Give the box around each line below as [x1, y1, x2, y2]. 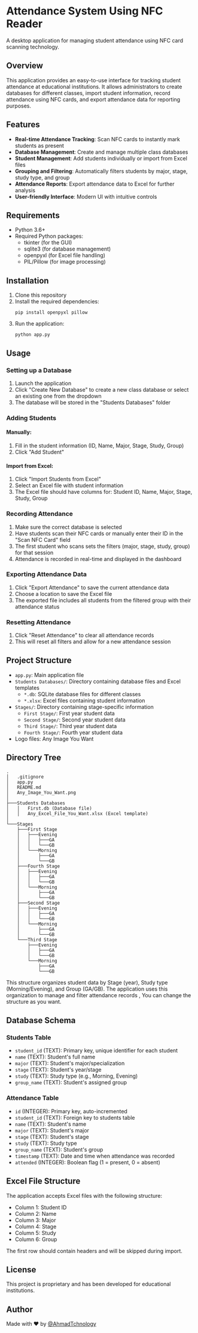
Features [6, 120, 40, 130]
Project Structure [6, 655, 72, 666]
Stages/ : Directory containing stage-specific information [14, 703, 154, 710]
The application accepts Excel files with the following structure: [6, 1192, 163, 1199]
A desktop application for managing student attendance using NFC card [6, 37, 184, 44]
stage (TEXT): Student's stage [14, 1133, 89, 1140]
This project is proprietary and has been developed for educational [6, 1281, 171, 1288]
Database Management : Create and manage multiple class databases [14, 148, 188, 156]
